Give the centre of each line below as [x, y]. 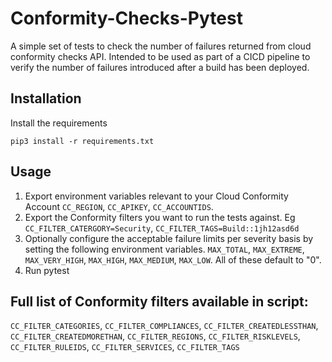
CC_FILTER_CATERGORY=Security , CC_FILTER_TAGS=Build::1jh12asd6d [162, 228]
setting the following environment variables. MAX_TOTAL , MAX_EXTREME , [164, 249]
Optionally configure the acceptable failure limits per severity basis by [169, 238]
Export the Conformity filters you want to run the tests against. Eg [160, 217]
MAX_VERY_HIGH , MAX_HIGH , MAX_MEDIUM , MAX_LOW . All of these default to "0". [173, 259]
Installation [46, 98]
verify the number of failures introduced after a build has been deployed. [160, 67]
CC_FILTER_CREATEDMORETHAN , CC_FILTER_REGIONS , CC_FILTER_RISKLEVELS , [155, 336]
